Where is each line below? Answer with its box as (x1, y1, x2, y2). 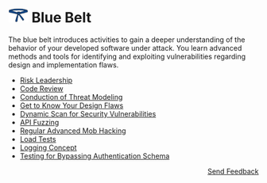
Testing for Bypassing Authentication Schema (19, 151, 170, 161)
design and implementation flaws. (8, 59, 119, 70)
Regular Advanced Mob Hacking (19, 126, 126, 135)
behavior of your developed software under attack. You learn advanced (8, 43, 242, 52)
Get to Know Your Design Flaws (19, 101, 124, 110)
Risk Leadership (19, 75, 73, 85)
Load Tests (19, 134, 56, 143)
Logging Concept (19, 143, 77, 152)
